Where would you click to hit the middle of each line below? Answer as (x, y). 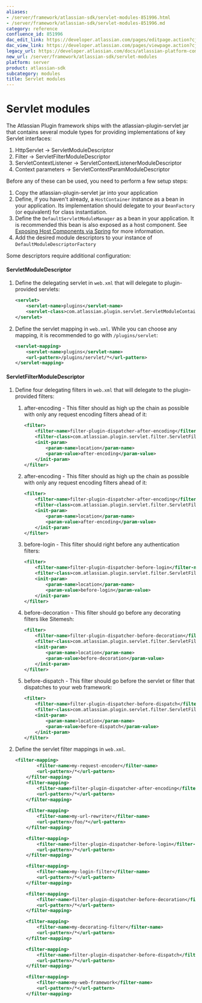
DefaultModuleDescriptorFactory (55, 245)
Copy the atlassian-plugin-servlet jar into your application (86, 193)
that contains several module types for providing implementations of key (96, 132)
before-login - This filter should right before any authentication (102, 545)
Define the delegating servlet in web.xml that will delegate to (89, 283)
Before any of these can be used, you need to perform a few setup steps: (97, 181)
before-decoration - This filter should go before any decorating (102, 613)
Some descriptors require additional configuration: (69, 256)
